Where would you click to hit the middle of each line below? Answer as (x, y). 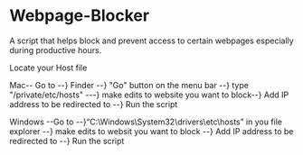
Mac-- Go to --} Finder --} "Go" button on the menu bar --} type (129, 85)
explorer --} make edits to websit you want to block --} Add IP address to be (151, 131)
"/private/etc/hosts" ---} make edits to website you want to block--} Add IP (149, 95)
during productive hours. (56, 50)
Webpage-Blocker (80, 16)
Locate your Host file (48, 68)
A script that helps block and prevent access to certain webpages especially (151, 41)
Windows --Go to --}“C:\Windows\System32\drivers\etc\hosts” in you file (146, 122)
